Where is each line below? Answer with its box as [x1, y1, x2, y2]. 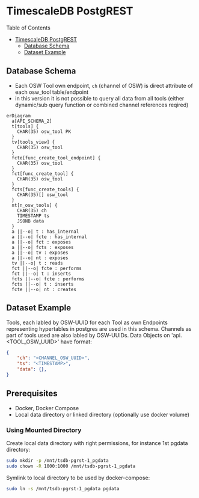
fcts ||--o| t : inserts [11, 281, 74, 287]
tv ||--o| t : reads [11, 260, 63, 266]
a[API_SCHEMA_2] [11, 118, 52, 124]
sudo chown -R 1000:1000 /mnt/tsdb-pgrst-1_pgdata [6, 463, 136, 469]
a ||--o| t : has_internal [11, 229, 79, 235]
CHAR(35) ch [17, 207, 47, 214]
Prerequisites [6, 389, 58, 399]
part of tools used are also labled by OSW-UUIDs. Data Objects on [6, 331, 170, 339]
